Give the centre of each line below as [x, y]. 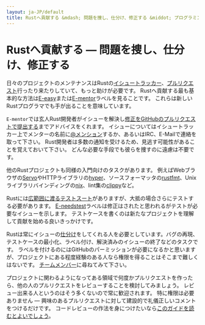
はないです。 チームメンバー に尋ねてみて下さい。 [68, 265]
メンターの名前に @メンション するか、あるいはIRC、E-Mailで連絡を [112, 134]
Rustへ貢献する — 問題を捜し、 [85, 50]
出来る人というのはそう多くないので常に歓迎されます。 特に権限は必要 [106, 293]
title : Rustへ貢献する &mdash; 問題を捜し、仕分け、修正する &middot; [89, 18]
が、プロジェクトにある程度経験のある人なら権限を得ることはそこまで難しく [103, 257]
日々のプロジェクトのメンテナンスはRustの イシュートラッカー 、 [87, 83]
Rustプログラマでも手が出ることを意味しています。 [70, 106]
